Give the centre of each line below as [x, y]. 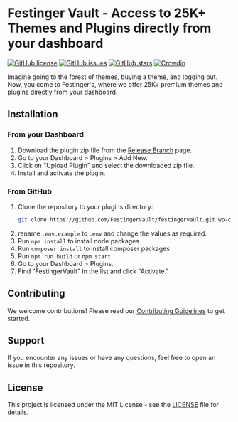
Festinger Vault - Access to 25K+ [107, 13]
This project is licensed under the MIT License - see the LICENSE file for [113, 405]
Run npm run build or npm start [64, 256]
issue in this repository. [42, 365]
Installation [33, 114]
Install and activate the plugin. [61, 173]
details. [18, 412]
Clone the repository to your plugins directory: [85, 206]
